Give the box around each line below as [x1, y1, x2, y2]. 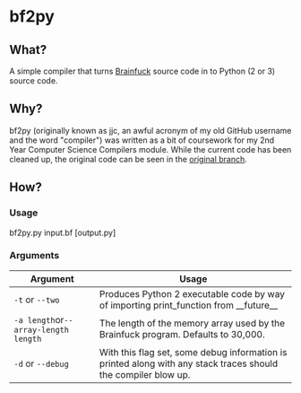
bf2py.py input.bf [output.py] [9, 227, 116, 238]
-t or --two [13, 293, 60, 306]
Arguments [9, 249, 60, 262]
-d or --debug [13, 357, 69, 370]
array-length [13, 325, 70, 335]
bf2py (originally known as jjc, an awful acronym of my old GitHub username [9, 125, 292, 135]
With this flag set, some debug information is [99, 345, 288, 358]
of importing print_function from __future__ [99, 299, 279, 311]
